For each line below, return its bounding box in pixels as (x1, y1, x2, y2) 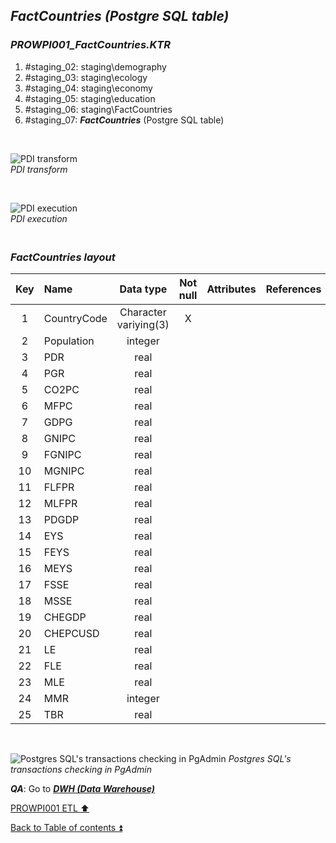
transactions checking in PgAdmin (10, 763, 152, 775)
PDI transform (10, 163, 68, 175)
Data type (119, 282, 168, 296)
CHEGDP (43, 610, 87, 624)
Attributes (206, 282, 257, 296)
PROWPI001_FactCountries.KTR (10, 38, 171, 52)
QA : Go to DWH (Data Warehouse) (10, 782, 156, 794)
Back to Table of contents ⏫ (10, 821, 123, 833)
